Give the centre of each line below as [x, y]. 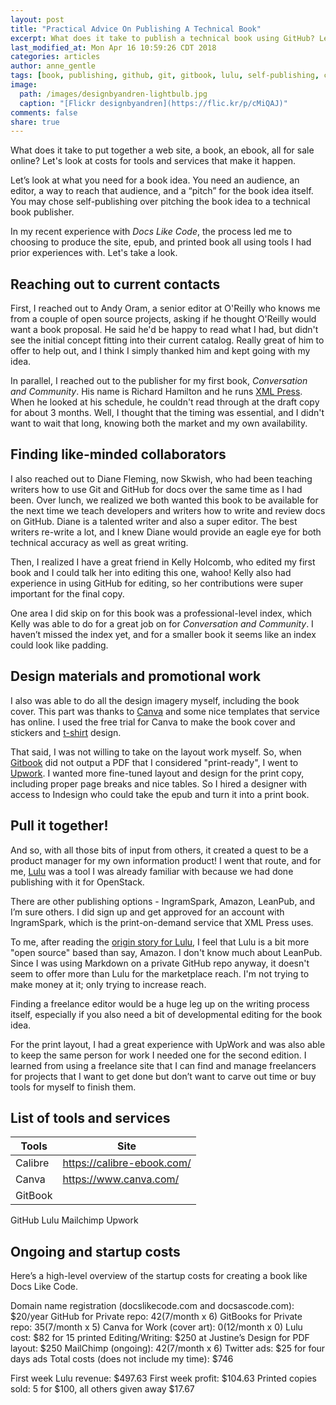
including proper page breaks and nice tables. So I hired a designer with [159, 783]
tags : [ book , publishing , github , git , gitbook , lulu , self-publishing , [165, 76]
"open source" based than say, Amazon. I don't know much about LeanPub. [166, 952]
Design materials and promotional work [136, 676]
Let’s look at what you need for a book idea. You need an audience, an [155, 180]
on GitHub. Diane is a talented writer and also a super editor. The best [154, 521]
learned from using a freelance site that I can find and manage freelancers [163, 1065]
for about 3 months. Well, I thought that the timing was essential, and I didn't [167, 413]
